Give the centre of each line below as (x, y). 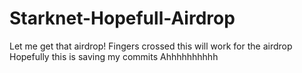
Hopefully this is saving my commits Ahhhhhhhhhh (114, 56)
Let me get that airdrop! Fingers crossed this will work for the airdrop (151, 46)
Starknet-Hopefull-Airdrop (122, 18)
